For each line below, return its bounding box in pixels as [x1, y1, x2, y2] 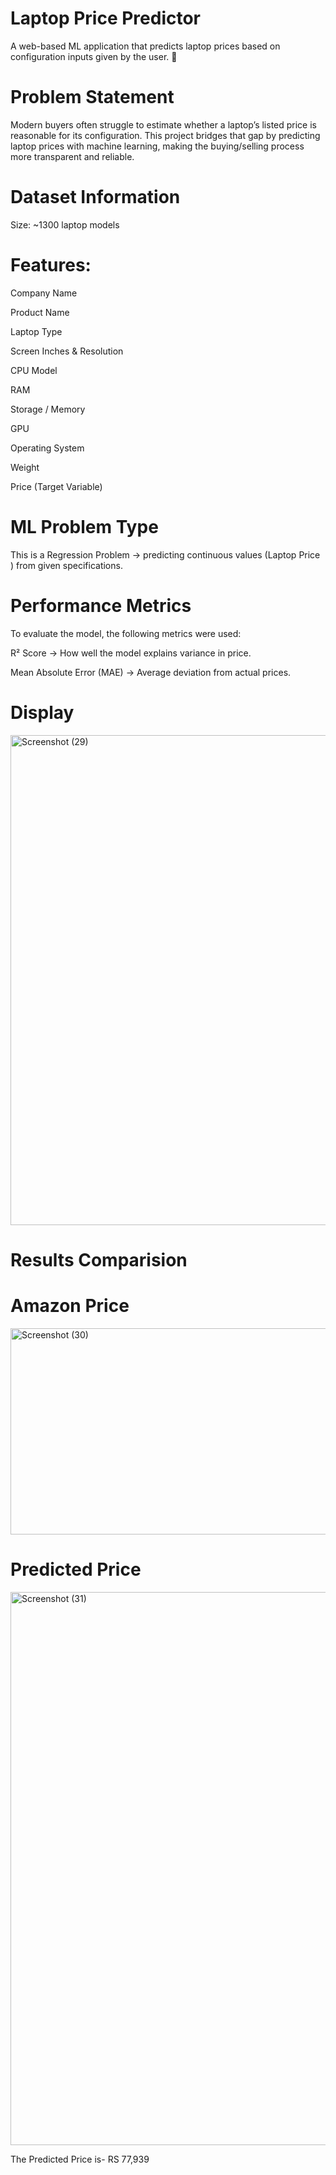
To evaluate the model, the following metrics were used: [10, 627, 242, 639]
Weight [10, 461, 40, 473]
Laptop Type [10, 325, 63, 337]
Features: [10, 254, 92, 276]
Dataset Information [10, 186, 181, 209]
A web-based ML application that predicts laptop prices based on [10, 40, 281, 52]
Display [10, 701, 75, 724]
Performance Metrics [10, 594, 192, 617]
